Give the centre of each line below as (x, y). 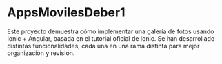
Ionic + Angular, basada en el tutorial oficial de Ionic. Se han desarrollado (111, 38)
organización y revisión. (41, 53)
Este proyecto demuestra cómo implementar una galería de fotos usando (111, 31)
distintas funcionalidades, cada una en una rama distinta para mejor (103, 46)
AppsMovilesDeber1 (66, 13)
